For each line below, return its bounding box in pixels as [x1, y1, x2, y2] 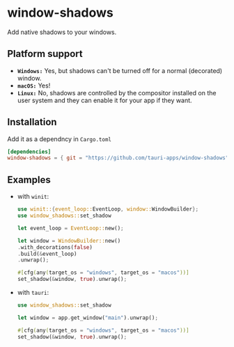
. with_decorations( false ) [17, 243, 93, 251]
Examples [7, 174, 51, 186]
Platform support [7, 48, 83, 60]
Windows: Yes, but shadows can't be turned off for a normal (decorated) [17, 66, 223, 74]
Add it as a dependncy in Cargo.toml [7, 134, 111, 143]
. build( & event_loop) [17, 250, 77, 257]
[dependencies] [7, 148, 52, 155]
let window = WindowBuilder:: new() [17, 237, 121, 244]
